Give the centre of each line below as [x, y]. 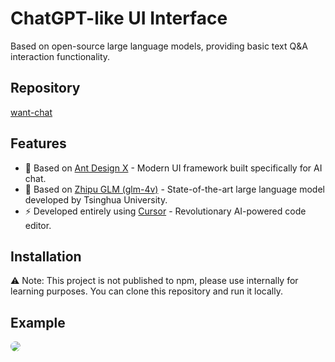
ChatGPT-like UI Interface [119, 18]
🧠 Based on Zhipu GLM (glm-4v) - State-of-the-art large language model [174, 189]
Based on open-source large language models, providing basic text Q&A [159, 46]
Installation [46, 256]
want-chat [31, 112]
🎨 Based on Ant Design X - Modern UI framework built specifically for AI [173, 168]
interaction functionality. [60, 56]
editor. [38, 225]
